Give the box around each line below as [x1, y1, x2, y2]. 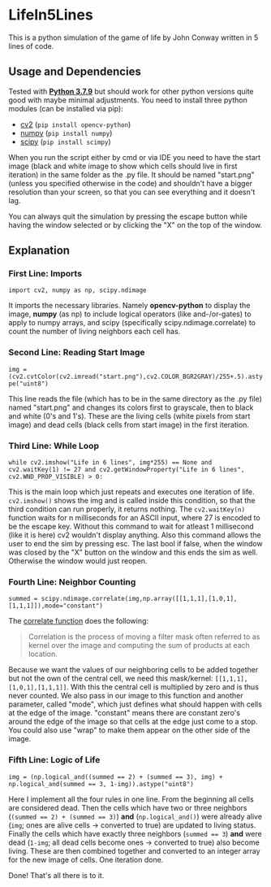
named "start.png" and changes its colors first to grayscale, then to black [8, 402, 254, 412]
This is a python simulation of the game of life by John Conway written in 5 [8, 33, 259, 42]
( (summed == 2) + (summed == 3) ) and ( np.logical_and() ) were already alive [8, 811, 262, 821]
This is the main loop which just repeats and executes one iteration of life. [8, 487, 255, 497]
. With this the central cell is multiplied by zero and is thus [66, 682, 260, 692]
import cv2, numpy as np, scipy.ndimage [8, 286, 148, 294]
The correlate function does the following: [8, 616, 148, 626]
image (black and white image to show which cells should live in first [8, 161, 238, 171]
